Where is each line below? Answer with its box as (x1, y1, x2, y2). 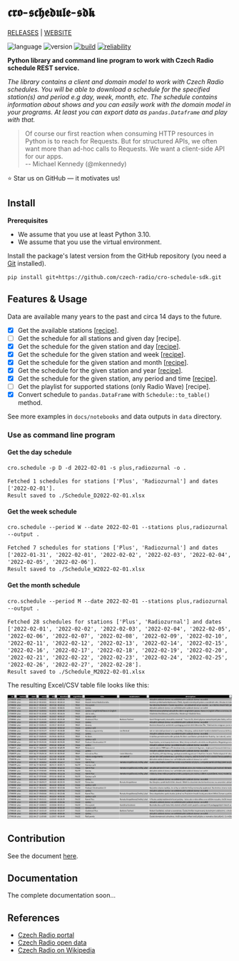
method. (17, 398, 43, 407)
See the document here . (7, 851, 78, 860)
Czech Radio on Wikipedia (17, 946, 96, 955)
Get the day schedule (7, 448, 73, 456)
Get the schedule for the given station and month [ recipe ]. (17, 358, 189, 366)
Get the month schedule (7, 581, 81, 590)
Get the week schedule (7, 507, 77, 515)
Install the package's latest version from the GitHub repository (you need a (7, 251, 227, 260)
